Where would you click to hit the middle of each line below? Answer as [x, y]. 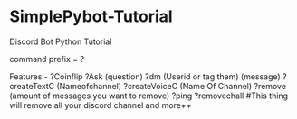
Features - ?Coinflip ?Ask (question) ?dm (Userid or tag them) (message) [145, 76]
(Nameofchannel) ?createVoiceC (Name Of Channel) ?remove [172, 86]
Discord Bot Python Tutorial [61, 41]
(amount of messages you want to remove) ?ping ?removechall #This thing [148, 96]
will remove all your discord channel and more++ [101, 105]
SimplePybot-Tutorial [91, 17]
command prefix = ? [47, 59]
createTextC [32, 86]
